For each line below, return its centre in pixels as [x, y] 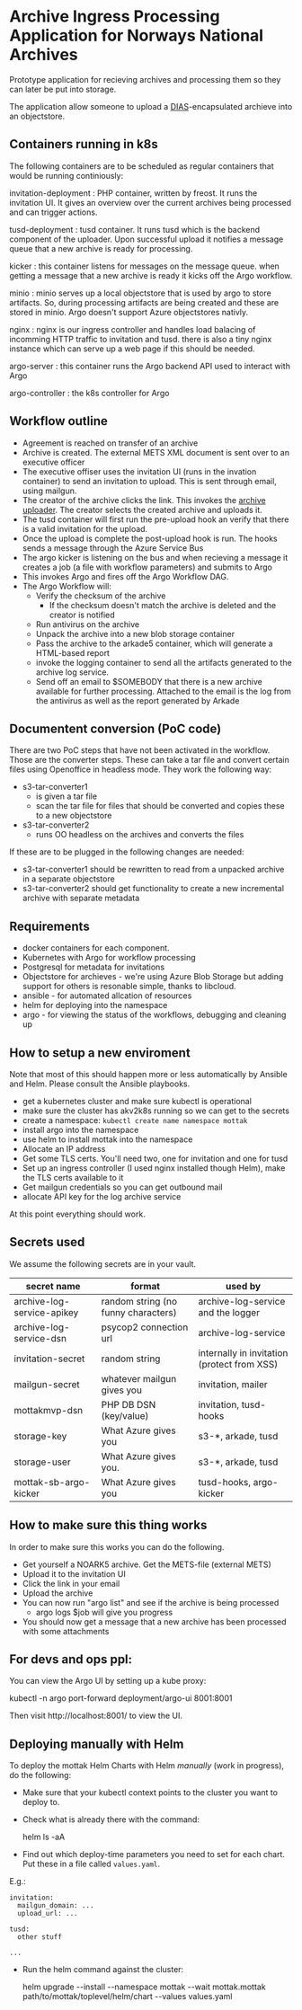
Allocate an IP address [64, 1149]
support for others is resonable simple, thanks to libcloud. [129, 987]
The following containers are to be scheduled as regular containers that [142, 166]
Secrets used [47, 1242]
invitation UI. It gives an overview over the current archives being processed [151, 202]
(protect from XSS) [238, 1364]
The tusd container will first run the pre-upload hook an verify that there [155, 519]
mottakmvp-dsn [49, 1410]
